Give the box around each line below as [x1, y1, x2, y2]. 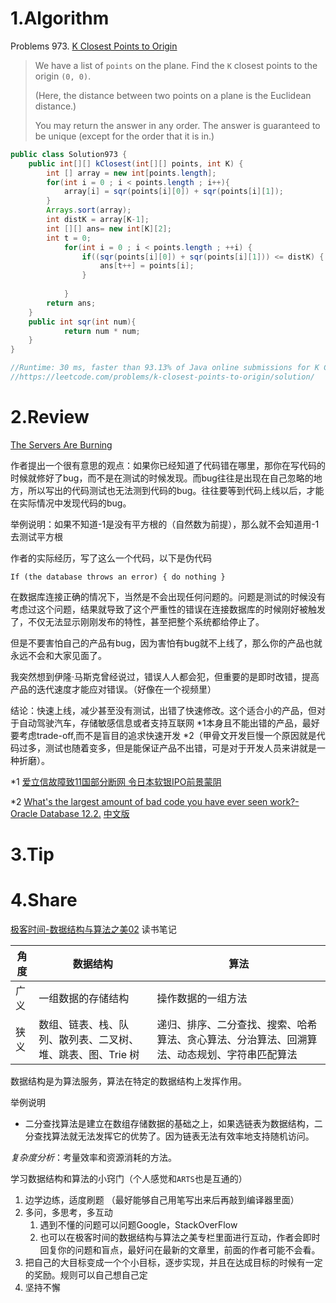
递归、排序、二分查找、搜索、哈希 [156, 1018, 318, 1031]
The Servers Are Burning [10, 438, 113, 451]
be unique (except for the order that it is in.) [34, 130, 215, 142]
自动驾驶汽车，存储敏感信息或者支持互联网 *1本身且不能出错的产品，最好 [18, 717, 320, 729]
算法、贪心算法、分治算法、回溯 [156, 1033, 308, 1046]
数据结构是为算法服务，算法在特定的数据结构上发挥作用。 [10, 1075, 247, 1087]
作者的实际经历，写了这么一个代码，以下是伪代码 [10, 552, 212, 564]
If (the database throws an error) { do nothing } [10, 572, 226, 582]
